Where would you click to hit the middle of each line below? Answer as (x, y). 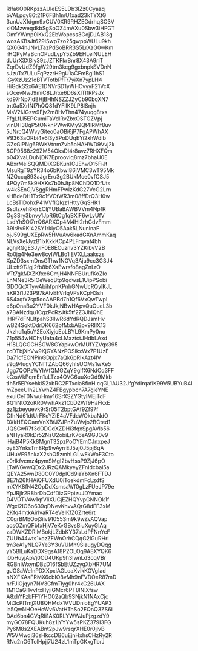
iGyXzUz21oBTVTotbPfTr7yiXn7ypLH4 (54, 80)
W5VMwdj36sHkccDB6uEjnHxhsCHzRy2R (59, 635)
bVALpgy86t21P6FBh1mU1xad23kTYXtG (56, 15)
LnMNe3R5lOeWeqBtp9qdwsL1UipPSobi (57, 280)
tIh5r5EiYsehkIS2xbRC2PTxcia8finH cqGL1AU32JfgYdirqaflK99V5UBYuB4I (99, 383)
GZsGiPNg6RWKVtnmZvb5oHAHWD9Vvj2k (61, 144)
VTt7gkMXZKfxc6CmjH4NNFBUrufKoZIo (57, 274)
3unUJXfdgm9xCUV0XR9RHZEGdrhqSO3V (61, 22)
